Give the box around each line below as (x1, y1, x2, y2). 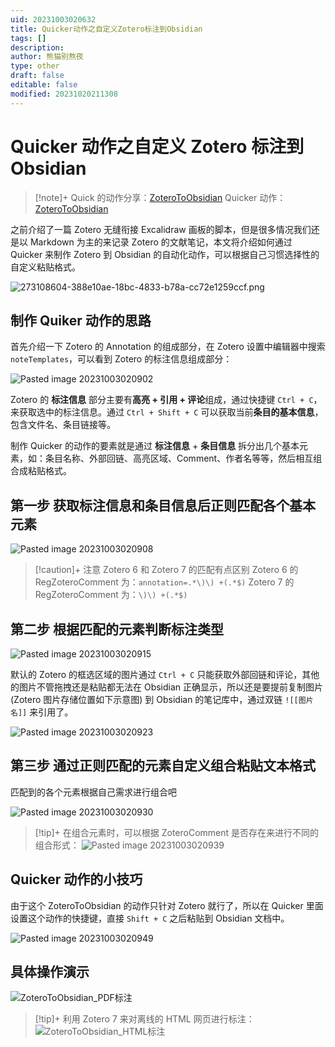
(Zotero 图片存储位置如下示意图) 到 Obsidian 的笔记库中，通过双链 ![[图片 (10, 694, 314, 705)
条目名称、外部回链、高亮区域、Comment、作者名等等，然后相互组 (44, 452, 323, 465)
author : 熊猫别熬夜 (10, 52, 84, 62)
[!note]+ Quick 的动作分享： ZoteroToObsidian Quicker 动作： (34, 191, 287, 203)
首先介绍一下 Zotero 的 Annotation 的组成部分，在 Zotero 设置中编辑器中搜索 (10, 341, 326, 353)
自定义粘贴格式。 (10, 261, 81, 273)
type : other (10, 61, 60, 71)
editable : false (10, 80, 78, 90)
